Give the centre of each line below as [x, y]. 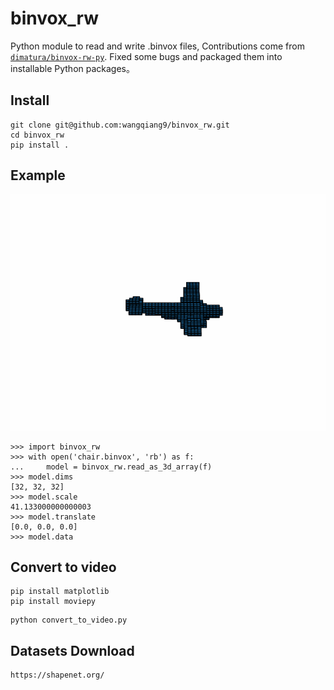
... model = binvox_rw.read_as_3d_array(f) [111, 467]
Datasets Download [72, 650]
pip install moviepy [53, 602]
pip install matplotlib [60, 592]
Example [38, 175]
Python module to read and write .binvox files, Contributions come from [157, 46]
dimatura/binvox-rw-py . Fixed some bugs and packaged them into [146, 56]
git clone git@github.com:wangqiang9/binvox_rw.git [120, 125]
